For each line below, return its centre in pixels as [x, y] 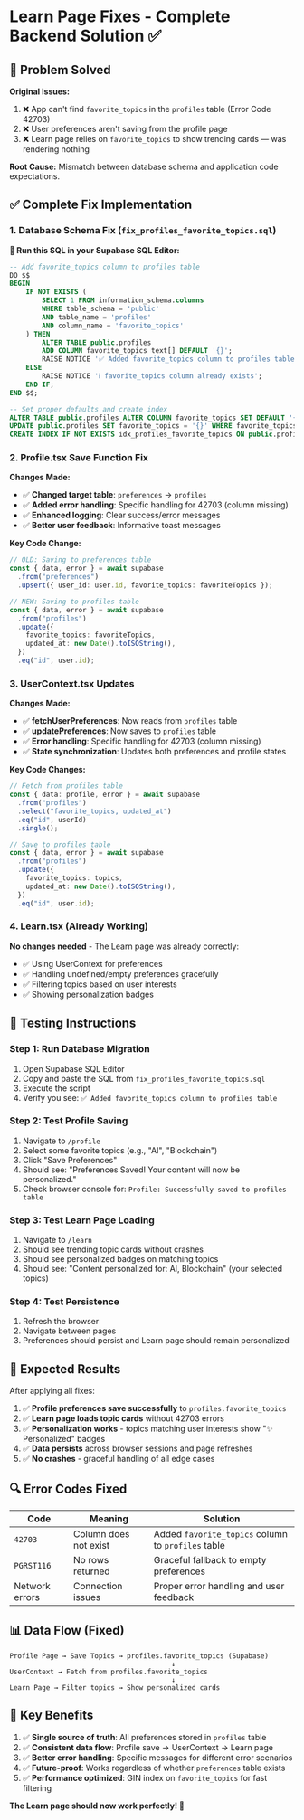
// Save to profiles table [60, 844]
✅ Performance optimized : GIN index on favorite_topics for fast [145, 1777]
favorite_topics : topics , [75, 878]
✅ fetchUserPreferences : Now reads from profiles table [130, 721]
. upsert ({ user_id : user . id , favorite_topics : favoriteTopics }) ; [145, 585]
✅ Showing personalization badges [88, 994]
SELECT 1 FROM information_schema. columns [123, 300]
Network [33, 1587]
